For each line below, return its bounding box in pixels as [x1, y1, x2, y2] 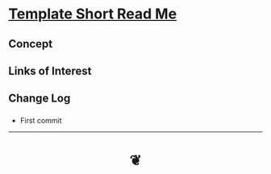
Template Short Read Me [8, 5, 177, 23]
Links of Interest [8, 64, 92, 77]
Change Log [8, 92, 71, 106]
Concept [8, 37, 53, 51]
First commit [19, 116, 62, 126]
